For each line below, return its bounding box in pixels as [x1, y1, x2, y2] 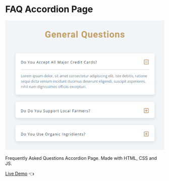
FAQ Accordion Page [5, 4, 93, 15]
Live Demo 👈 [5, 170, 34, 176]
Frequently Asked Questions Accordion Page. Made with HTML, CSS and [5, 155, 157, 161]
